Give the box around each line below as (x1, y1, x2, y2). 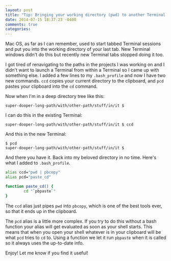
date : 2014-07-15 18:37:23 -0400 (5, 17, 77, 22)
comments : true (5, 22, 38, 27)
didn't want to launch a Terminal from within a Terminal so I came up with (5, 67, 159, 73)
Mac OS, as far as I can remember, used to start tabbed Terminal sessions (5, 41, 161, 47)
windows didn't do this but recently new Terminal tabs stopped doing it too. (5, 52, 164, 58)
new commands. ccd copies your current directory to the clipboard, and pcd (5, 78, 164, 84)
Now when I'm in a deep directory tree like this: (5, 93, 105, 99)
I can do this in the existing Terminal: (5, 112, 83, 118)
